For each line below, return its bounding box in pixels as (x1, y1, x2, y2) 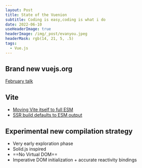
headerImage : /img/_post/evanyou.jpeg (5, 31, 88, 36)
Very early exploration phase (12, 140, 73, 146)
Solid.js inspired (12, 146, 47, 152)
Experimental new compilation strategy (5, 127, 133, 136)
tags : (5, 41, 17, 46)
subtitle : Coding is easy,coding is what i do (5, 17, 106, 22)
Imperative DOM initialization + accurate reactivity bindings (12, 157, 137, 163)
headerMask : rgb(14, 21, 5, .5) (5, 36, 74, 41)
